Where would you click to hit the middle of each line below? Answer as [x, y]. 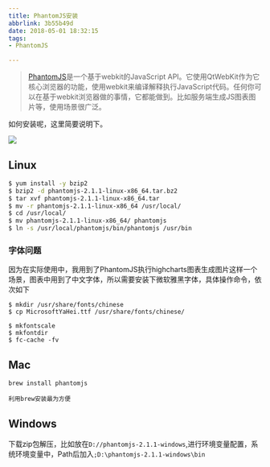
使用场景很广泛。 [78, 107]
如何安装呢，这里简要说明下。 [57, 124]
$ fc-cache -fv [34, 340]
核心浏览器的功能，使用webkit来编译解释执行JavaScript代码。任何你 [141, 87]
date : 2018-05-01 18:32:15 [53, 31]
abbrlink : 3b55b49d [41, 23]
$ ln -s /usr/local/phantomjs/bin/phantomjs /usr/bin [100, 229]
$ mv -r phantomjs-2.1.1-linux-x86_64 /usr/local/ [95, 206]
